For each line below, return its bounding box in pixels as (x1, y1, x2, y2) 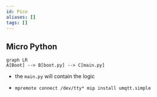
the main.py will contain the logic (14, 73, 95, 80)
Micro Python (6, 41, 58, 51)
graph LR (6, 57, 28, 63)
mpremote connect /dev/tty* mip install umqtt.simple (14, 85, 151, 92)
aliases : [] (6, 14, 36, 20)
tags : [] (6, 20, 28, 25)
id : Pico (6, 8, 28, 15)
